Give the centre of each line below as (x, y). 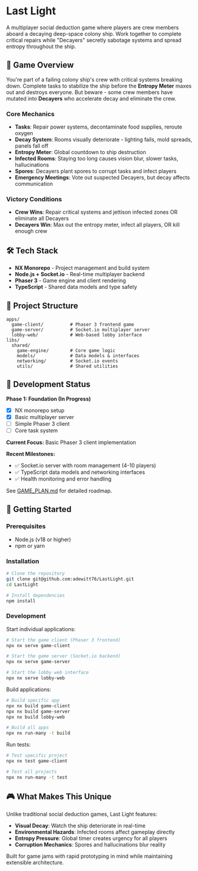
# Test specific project (37, 756)
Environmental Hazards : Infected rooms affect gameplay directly (95, 832)
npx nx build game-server (38, 711)
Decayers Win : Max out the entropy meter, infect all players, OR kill (97, 225)
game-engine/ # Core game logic (66, 350)
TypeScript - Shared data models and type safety (76, 287)
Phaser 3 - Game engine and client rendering (70, 280)
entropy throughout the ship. (41, 46)
